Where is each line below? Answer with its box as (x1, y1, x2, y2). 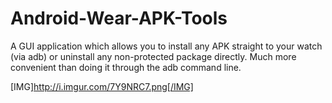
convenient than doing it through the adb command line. (10, 61, 242, 73)
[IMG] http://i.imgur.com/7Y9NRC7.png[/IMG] (10, 80, 194, 92)
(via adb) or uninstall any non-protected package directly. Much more (10, 50, 297, 62)
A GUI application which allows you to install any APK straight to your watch (10, 40, 323, 52)
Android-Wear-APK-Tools (10, 7, 228, 30)
